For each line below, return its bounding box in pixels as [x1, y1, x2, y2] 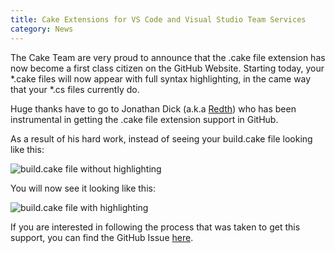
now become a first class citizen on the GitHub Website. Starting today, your [10, 62, 325, 74]
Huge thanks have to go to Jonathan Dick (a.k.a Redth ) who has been [10, 102, 297, 115]
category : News [10, 24, 74, 34]
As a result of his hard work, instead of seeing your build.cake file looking [10, 132, 313, 145]
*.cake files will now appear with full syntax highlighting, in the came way [10, 72, 312, 85]
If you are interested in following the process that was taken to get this [10, 221, 301, 233]
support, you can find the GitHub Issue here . [10, 231, 194, 243]
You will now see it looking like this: [10, 182, 156, 194]
